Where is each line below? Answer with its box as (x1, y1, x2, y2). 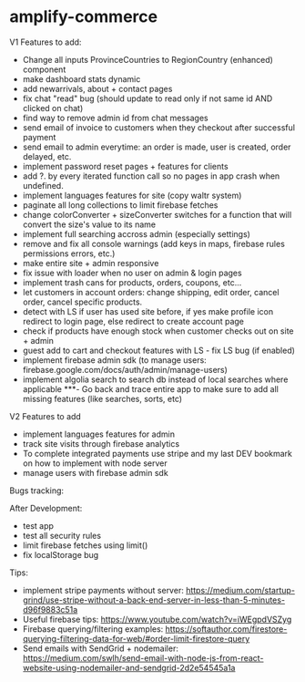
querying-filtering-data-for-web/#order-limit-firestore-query (22, 633, 250, 644)
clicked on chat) (22, 102, 84, 113)
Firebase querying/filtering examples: (22, 623, 164, 635)
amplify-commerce (9, 6, 158, 27)
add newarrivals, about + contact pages (22, 83, 173, 94)
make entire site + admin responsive (22, 257, 159, 268)
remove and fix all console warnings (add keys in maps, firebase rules (22, 238, 285, 249)
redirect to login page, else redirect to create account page (22, 315, 244, 326)
